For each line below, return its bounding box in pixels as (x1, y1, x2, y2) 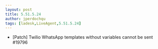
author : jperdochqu (5, 16, 46, 21)
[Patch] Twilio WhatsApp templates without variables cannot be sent (12, 34, 153, 40)
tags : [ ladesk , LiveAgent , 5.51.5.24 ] (5, 21, 81, 26)
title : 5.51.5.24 (5, 12, 41, 17)
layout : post (5, 7, 32, 12)
